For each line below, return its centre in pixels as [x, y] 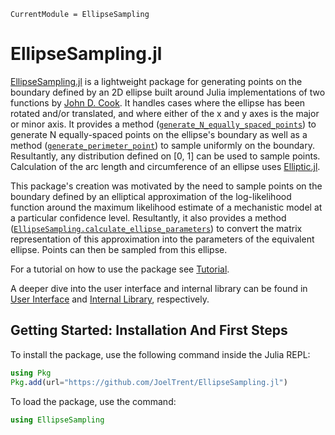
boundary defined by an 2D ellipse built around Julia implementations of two [168, 92]
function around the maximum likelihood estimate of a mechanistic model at [166, 207]
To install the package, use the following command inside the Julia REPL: [160, 354]
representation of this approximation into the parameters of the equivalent [162, 239]
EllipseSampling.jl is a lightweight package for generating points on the [156, 81]
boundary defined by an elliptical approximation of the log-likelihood [151, 196]
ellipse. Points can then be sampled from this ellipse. [119, 249]
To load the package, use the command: [93, 401]
